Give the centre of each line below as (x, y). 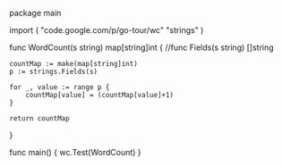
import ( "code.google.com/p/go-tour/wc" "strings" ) (107, 30)
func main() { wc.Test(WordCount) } (75, 152)
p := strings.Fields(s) (54, 71)
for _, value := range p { (60, 87)
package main (35, 13)
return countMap (39, 119)
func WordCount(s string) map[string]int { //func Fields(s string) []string (142, 47)
